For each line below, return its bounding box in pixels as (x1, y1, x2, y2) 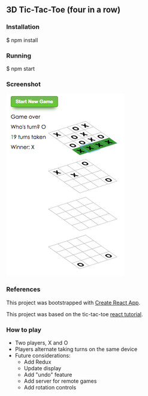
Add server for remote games (23, 377, 97, 385)
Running (6, 51, 32, 59)
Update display (23, 364, 62, 371)
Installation (6, 23, 40, 31)
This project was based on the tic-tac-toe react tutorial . (6, 310, 143, 317)
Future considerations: (14, 352, 71, 359)
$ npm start (6, 65, 35, 72)
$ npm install (6, 36, 38, 44)
